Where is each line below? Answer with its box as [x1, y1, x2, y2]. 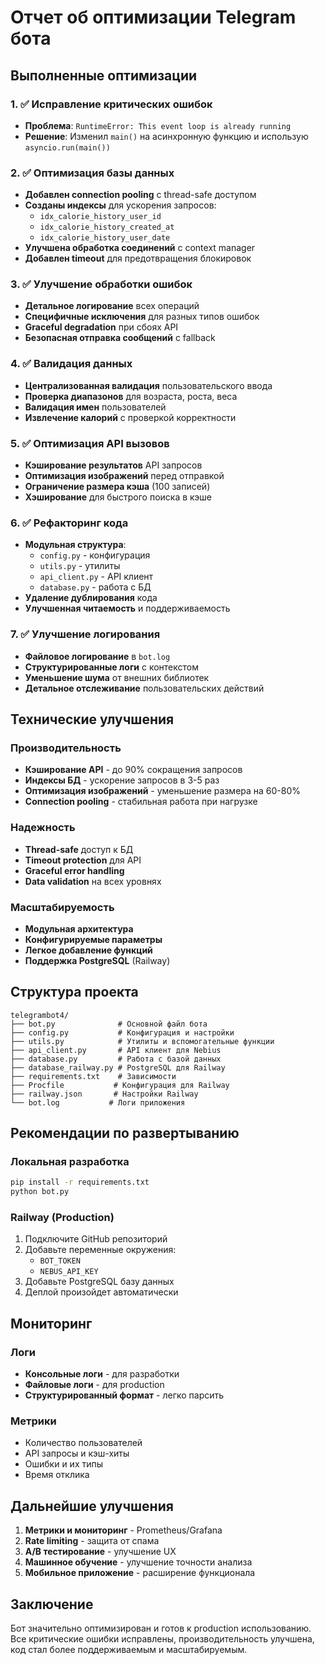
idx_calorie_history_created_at [39, 222, 175, 233]
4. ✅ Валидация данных [10, 357, 133, 371]
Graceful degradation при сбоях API [24, 321, 179, 333]
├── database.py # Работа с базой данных [10, 1054, 222, 1064]
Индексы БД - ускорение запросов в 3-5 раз [24, 774, 220, 786]
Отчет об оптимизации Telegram [10, 6, 297, 29]
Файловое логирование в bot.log [24, 650, 171, 662]
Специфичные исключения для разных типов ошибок [24, 311, 260, 323]
